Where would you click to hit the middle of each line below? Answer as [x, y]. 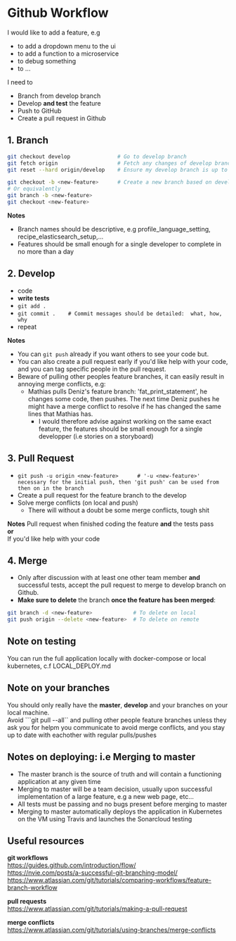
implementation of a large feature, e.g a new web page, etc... [106, 796]
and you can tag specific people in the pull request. [92, 369]
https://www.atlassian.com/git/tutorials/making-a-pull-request [97, 909]
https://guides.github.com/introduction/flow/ [72, 865]
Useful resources [46, 841]
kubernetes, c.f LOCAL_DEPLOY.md [59, 666]
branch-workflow [32, 888]
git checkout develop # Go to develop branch [97, 156]
